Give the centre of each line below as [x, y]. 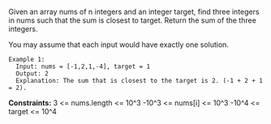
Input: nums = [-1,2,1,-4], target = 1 [83, 66]
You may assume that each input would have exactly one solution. [119, 45]
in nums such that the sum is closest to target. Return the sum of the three [133, 20]
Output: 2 [32, 74]
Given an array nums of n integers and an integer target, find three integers [134, 12]
